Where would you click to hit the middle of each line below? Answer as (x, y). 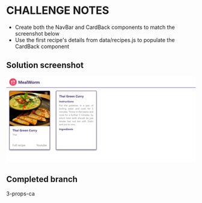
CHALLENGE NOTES (58, 11)
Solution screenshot (45, 65)
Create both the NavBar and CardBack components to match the (95, 27)
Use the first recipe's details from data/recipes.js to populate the (95, 40)
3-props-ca (20, 193)
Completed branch (42, 179)
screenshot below (37, 33)
